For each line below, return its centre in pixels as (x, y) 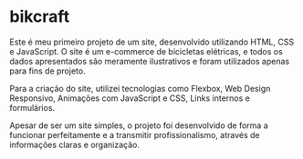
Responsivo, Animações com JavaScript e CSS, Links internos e (130, 98)
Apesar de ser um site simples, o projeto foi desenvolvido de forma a (139, 125)
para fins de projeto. (47, 71)
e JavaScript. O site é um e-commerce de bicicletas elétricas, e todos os (146, 51)
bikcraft (40, 17)
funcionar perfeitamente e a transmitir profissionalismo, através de (135, 134)
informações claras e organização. (74, 144)
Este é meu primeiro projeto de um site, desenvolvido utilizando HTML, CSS (152, 42)
